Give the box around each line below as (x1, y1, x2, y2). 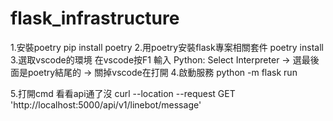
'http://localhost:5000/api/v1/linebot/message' (10, 98, 202, 111)
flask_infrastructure (10, 7, 180, 30)
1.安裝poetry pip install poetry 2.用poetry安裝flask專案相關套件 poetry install (10, 41, 324, 53)
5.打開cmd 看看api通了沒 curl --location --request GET (10, 87, 236, 99)
